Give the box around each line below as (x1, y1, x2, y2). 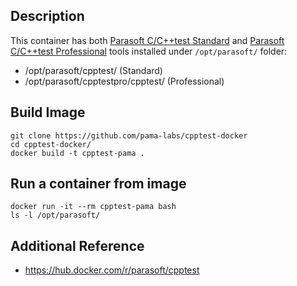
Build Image (10, 104, 86, 121)
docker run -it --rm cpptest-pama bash (10, 202, 177, 212)
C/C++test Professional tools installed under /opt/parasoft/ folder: (10, 45, 288, 57)
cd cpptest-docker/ (10, 139, 92, 149)
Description (10, 8, 85, 25)
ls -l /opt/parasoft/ (10, 210, 101, 221)
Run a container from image (10, 175, 187, 193)
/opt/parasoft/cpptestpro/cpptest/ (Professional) (24, 75, 225, 87)
